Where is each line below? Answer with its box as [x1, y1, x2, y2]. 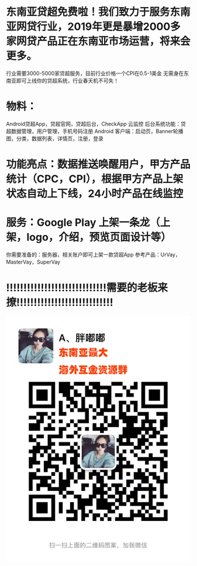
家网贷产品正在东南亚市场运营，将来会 [6, 35, 191, 48]
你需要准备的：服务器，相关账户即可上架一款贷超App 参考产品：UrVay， [6, 251, 181, 258]
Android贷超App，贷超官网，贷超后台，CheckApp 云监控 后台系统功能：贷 [6, 120, 186, 127]
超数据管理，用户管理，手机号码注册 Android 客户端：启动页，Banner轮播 [6, 127, 184, 135]
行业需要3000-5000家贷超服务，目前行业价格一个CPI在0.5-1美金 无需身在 [6, 70, 184, 77]
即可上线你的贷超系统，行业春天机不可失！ [16, 77, 119, 84]
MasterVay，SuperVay [6, 258, 60, 265]
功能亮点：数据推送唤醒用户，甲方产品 [6, 158, 191, 171]
